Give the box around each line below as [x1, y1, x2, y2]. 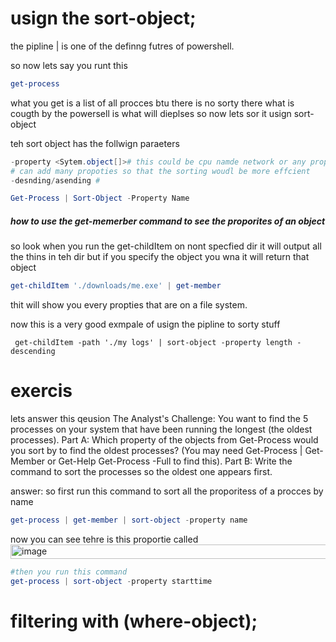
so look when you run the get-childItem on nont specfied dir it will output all [10, 240, 322, 252]
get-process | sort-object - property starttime [10, 576, 213, 586]
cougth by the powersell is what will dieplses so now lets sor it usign [10, 107, 292, 119]
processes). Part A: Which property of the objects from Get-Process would [10, 434, 319, 446]
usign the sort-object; [10, 7, 197, 30]
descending [10, 347, 56, 357]
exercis [10, 380, 73, 402]
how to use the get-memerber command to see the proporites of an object [10, 215, 326, 227]
